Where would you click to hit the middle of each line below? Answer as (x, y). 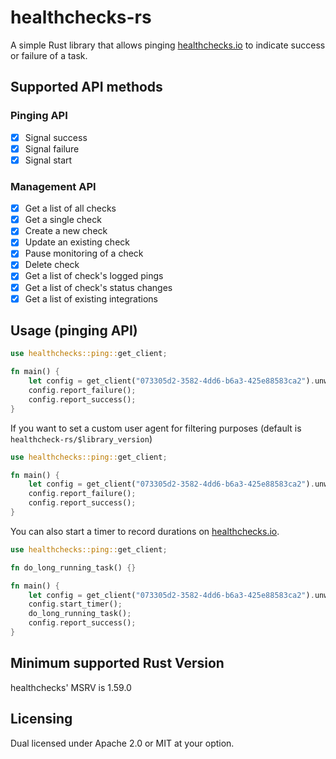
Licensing (41, 719)
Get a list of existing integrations (91, 298)
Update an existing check (77, 242)
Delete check (52, 265)
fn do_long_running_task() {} (73, 567)
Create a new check (66, 231)
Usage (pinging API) (74, 331)
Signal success (56, 137)
